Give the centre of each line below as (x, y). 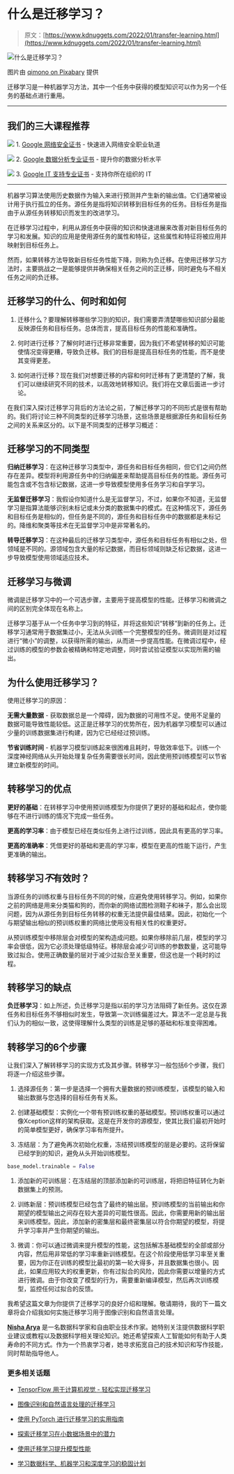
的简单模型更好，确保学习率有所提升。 (72, 1130)
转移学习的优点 (39, 789)
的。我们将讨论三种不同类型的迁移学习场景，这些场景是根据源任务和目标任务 (117, 416)
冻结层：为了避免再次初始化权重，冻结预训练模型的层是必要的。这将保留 (121, 1145)
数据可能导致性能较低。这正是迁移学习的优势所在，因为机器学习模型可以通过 (117, 724)
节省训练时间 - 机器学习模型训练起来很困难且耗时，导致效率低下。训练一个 (114, 747)
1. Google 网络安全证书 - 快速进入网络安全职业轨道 (88, 144)
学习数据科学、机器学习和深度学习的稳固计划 (81, 1464)
